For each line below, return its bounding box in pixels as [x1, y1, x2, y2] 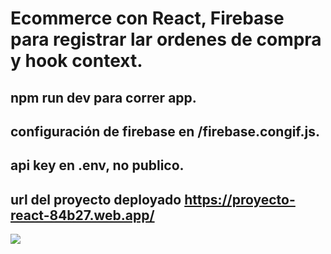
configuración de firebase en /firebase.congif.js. [10, 123, 320, 140]
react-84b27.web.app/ [10, 207, 155, 224]
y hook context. [10, 50, 143, 72]
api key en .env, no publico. [10, 157, 185, 174]
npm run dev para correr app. [10, 89, 197, 106]
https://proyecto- [184, 191, 296, 208]
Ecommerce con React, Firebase [10, 7, 285, 30]
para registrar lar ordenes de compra [10, 28, 322, 51]
